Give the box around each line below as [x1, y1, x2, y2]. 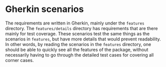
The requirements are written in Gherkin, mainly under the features [5, 20, 145, 26]
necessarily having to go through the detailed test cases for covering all [5, 51, 154, 58]
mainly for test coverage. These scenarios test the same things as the [5, 30, 150, 36]
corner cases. [5, 57, 34, 63]
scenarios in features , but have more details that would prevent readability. [5, 36, 161, 42]
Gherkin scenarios [5, 3, 84, 15]
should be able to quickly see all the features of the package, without [5, 46, 148, 52]
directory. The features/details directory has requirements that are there [5, 25, 158, 31]
